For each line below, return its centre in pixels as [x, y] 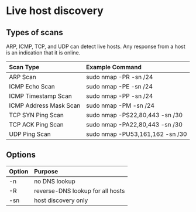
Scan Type [24, 67]
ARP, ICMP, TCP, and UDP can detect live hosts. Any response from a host [96, 46]
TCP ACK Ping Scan [36, 124]
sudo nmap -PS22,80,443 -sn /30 [134, 115]
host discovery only [61, 200]
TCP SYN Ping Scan [37, 115]
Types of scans [35, 33]
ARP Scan [23, 77]
